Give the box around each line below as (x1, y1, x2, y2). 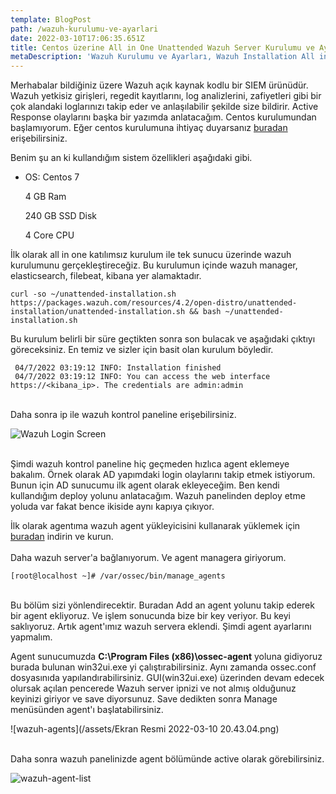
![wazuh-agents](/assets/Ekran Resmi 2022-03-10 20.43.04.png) (10, 723, 280, 735)
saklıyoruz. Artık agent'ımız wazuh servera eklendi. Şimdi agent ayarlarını (10, 621, 312, 633)
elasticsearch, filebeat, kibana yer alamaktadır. (10, 270, 202, 282)
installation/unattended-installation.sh (10, 307, 186, 317)
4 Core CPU (24, 229, 75, 241)
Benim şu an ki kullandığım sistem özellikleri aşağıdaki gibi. (10, 152, 253, 164)
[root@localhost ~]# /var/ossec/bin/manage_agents (10, 571, 226, 581)
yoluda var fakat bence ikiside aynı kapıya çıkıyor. (10, 501, 215, 513)
